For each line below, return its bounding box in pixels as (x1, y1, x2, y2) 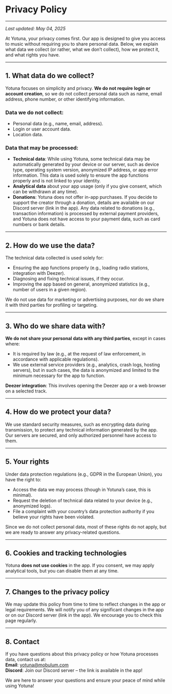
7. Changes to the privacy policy (5, 587, 110, 596)
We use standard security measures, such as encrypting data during (5, 421, 150, 427)
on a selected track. (5, 388, 48, 394)
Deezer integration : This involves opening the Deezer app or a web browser (5, 382, 166, 388)
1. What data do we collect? (5, 71, 95, 80)
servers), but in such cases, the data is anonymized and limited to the (12, 367, 160, 373)
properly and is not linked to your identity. (12, 178, 101, 184)
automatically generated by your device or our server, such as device (12, 161, 159, 167)
